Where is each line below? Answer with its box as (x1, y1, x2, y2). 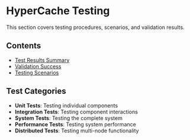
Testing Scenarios (14, 69, 59, 76)
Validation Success (14, 63, 62, 70)
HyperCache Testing (6, 4, 110, 18)
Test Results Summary (14, 56, 70, 63)
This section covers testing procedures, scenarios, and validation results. (6, 24, 185, 31)
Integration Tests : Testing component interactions (14, 108, 138, 115)
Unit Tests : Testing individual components (14, 102, 118, 109)
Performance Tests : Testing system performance (14, 121, 136, 128)
